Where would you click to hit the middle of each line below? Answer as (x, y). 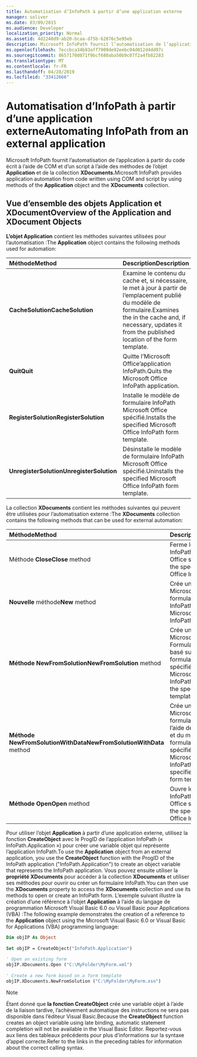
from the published (149, 332)
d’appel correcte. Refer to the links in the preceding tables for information (94, 1041)
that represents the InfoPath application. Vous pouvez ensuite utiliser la (92, 870)
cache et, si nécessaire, (155, 280)
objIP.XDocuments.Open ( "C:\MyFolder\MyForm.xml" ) (69, 965)
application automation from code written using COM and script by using (94, 179)
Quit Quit (21, 371)
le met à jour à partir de (155, 288)
